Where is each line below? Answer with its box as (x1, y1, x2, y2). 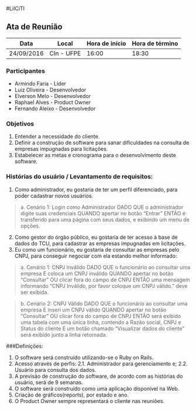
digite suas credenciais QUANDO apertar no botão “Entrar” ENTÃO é (20, 209, 186, 216)
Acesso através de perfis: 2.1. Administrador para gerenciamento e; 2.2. (14, 360, 188, 367)
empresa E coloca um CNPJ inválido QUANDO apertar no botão (20, 270, 174, 277)
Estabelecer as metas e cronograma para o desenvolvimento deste (14, 152, 177, 159)
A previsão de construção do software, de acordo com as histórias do (14, 372, 183, 379)
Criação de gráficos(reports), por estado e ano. (14, 391, 129, 398)
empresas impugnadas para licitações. (14, 145, 108, 153)
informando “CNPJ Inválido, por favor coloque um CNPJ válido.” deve (20, 282, 188, 289)
